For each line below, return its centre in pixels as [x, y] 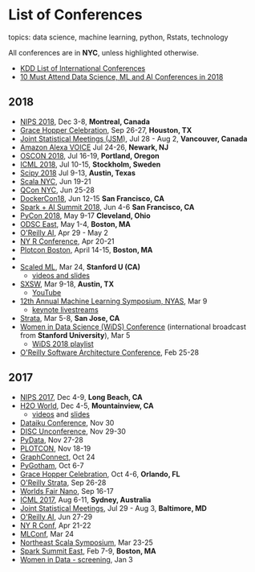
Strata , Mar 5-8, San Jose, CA [70, 318]
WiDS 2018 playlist [63, 344]
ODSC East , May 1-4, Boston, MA [75, 224]
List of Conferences [75, 15]
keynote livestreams [65, 309]
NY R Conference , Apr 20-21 [67, 241]
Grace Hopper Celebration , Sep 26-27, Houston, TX [106, 130]
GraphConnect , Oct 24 [57, 457]
